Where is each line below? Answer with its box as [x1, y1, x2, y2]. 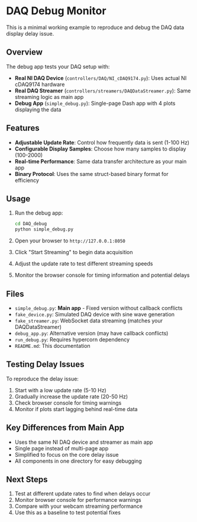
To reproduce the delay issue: [6, 375, 79, 382]
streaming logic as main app [14, 93, 84, 100]
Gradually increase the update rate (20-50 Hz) [14, 393, 128, 400]
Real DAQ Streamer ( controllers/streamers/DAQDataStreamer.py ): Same [14, 87, 191, 94]
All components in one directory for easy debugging [14, 457, 142, 465]
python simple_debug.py [14, 226, 74, 232]
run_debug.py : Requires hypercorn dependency [14, 336, 130, 343]
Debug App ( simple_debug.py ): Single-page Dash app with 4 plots [14, 100, 176, 107]
